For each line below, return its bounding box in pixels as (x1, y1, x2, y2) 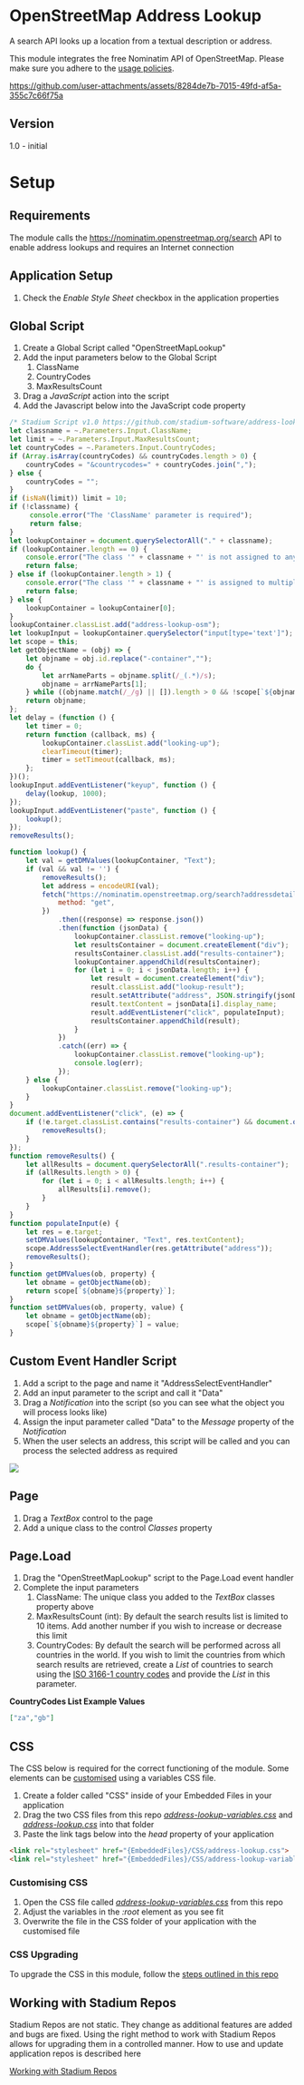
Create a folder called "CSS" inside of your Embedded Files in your (22, 1790, 272, 1801)
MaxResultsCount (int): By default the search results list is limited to (35, 1611, 289, 1622)
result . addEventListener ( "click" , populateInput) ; (90, 1008, 285, 1017)
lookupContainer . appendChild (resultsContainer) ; (73, 957, 261, 966)
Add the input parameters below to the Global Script (22, 352, 217, 363)
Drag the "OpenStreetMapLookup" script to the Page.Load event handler (22, 1572, 294, 1583)
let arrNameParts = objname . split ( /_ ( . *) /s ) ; (42, 671, 217, 680)
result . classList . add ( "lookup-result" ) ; (90, 983, 245, 992)
